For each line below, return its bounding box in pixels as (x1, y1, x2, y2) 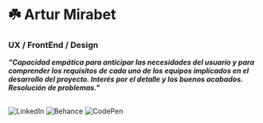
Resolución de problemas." (8, 83, 100, 93)
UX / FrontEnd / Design (8, 40, 99, 51)
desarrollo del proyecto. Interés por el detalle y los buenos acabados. (8, 74, 243, 84)
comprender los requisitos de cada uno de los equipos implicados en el (8, 66, 249, 76)
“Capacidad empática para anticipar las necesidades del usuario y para (8, 58, 255, 67)
